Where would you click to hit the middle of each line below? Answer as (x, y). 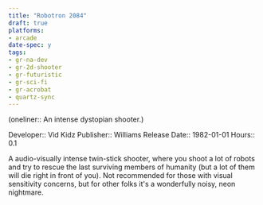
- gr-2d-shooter (35, 68)
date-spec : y (30, 45)
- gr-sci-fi (28, 82)
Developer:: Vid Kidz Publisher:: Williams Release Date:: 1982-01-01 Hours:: (131, 135)
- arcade (23, 38)
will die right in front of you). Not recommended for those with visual (120, 176)
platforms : (26, 30)
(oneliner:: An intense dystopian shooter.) (76, 119)
